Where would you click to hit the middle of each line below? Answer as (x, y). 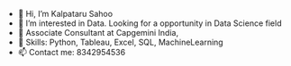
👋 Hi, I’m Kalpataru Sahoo (65, 14)
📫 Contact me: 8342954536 (72, 52)
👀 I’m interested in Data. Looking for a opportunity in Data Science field (150, 23)
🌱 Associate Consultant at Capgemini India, (98, 33)
